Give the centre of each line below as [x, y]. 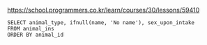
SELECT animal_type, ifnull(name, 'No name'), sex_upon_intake [101, 23]
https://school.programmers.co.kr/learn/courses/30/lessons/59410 [103, 10]
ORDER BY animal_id [36, 35]
